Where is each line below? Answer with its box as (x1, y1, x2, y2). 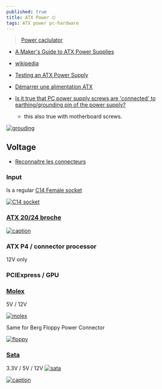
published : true (6, 8, 47, 15)
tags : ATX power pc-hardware (6, 20, 79, 26)
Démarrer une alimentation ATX (14, 83, 93, 90)
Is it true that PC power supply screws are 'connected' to (14, 95, 156, 102)
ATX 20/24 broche (6, 213, 62, 222)
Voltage (6, 142, 37, 152)
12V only (6, 256, 28, 263)
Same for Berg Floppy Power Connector (6, 324, 105, 331)
